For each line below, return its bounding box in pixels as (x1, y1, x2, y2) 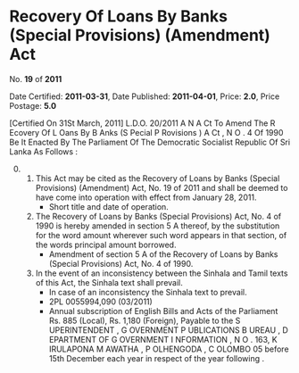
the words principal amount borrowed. (35, 239, 177, 250)
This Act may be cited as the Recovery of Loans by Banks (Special (35, 172, 280, 184)
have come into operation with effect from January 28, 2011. (35, 192, 257, 203)
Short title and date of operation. (48, 201, 170, 211)
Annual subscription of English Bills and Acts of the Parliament (48, 305, 278, 316)
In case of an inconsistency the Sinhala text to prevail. (48, 286, 247, 297)
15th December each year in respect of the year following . (48, 352, 265, 363)
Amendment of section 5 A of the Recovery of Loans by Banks (48, 248, 278, 260)
